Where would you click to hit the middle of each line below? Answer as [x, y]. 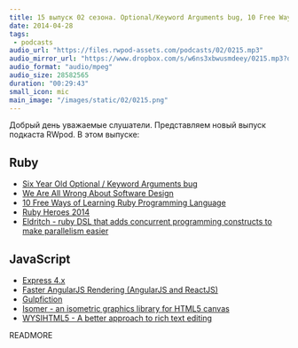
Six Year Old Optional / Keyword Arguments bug [110, 184]
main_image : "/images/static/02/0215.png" [89, 100]
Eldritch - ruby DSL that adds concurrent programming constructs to [147, 222]
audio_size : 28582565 [49, 75]
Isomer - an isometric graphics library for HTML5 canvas [126, 308]
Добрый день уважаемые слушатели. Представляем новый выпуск [137, 125]
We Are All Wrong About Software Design [98, 194]
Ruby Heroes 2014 [56, 212]
